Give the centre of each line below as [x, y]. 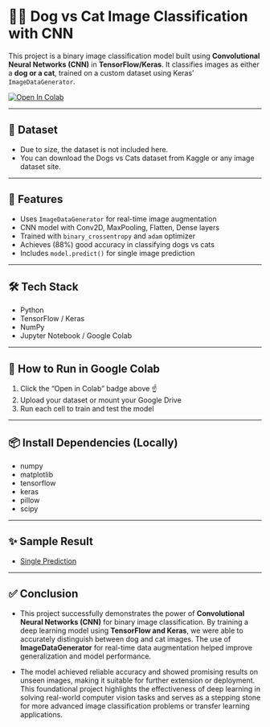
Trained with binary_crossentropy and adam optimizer [107, 236]
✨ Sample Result [51, 541]
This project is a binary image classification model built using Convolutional [134, 56]
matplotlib [37, 475]
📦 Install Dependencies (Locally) [93, 442]
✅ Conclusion [43, 594]
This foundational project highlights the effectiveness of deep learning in [140, 688]
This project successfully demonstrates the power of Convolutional [132, 613]
